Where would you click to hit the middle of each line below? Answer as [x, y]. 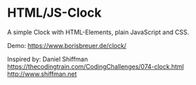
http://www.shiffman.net [42, 74]
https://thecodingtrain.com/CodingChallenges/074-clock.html [96, 66]
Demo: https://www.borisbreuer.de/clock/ [67, 45]
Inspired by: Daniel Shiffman [48, 59]
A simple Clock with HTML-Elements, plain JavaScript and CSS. [98, 32]
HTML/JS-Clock [55, 13]
